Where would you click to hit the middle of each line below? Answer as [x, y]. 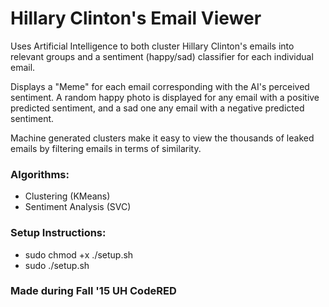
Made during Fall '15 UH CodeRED [93, 291]
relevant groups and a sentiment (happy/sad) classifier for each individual [162, 56]
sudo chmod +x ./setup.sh [79, 254]
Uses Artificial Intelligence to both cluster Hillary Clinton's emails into [152, 46]
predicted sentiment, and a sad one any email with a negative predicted [157, 108]
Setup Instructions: [58, 233]
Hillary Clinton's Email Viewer [136, 18]
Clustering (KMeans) [67, 196]
